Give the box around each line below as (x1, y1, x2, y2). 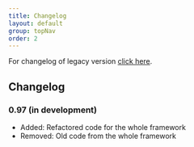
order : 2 (8, 34, 38, 43)
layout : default (8, 19, 63, 27)
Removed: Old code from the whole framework (19, 131, 176, 141)
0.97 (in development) (8, 104, 97, 115)
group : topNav (8, 27, 57, 35)
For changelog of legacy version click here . (8, 57, 153, 66)
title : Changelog (8, 11, 67, 20)
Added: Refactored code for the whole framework (19, 122, 186, 132)
